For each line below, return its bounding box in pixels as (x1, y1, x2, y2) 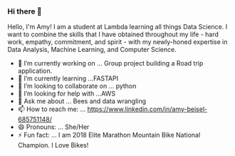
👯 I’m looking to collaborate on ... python (17, 82, 137, 90)
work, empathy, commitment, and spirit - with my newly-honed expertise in (7, 38, 228, 46)
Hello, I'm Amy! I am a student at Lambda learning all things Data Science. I (7, 23, 228, 31)
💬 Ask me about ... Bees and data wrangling (17, 97, 147, 105)
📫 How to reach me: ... (17, 105, 86, 113)
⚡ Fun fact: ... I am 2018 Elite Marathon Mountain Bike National (17, 131, 201, 140)
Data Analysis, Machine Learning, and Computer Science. (7, 46, 177, 54)
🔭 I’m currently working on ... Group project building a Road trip (17, 59, 204, 68)
